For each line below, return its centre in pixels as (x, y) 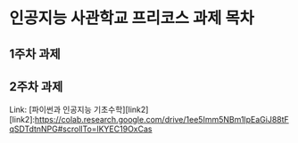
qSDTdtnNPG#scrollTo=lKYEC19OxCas (81, 129)
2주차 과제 (36, 87)
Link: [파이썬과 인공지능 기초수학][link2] (79, 110)
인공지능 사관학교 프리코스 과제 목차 (132, 18)
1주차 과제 (35, 54)
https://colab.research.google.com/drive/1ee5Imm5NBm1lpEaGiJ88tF (162, 120)
